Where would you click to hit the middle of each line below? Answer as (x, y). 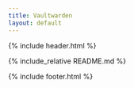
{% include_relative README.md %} (67, 61)
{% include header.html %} (52, 45)
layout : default (35, 23)
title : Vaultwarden (40, 15)
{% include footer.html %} (51, 76)
